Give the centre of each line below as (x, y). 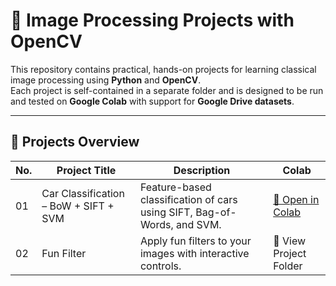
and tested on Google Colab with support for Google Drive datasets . (152, 101)
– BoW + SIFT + (78, 206)
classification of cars (188, 199)
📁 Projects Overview (75, 142)
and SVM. (199, 224)
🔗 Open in (296, 199)
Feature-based (175, 187)
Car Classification (83, 193)
